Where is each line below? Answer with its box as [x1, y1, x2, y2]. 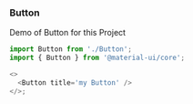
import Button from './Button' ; [9, 45, 132, 54]
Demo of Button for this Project [9, 27, 126, 38]
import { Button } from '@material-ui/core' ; [9, 53, 185, 63]
